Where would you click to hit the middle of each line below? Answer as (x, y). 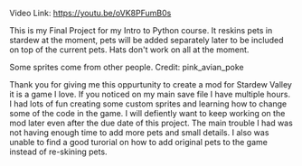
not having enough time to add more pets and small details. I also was (139, 133)
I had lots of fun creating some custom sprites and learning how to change (148, 104)
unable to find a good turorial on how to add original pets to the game (139, 142)
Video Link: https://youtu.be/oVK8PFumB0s (90, 13)
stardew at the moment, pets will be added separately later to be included (146, 40)
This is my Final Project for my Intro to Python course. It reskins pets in (141, 30)
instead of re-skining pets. (58, 152)
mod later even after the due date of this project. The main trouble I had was (151, 123)
